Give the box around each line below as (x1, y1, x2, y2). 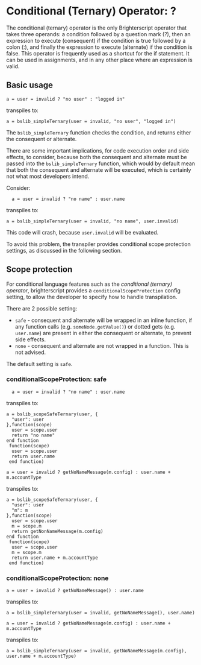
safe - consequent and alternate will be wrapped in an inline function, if (14, 317, 193, 324)
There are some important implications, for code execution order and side (6, 147, 190, 154)
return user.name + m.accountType (11, 555, 98, 561)
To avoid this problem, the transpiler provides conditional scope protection (6, 240, 191, 248)
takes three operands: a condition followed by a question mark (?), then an (6, 30, 191, 37)
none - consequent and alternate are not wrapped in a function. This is (14, 342, 189, 349)
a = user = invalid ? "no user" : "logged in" (6, 96, 125, 102)
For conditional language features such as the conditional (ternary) (6, 280, 173, 288)
